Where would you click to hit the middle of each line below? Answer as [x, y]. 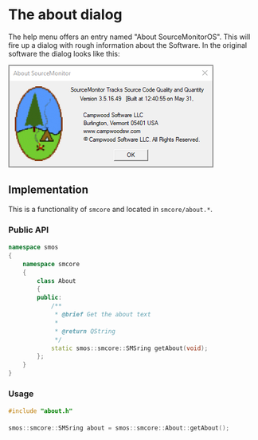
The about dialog [65, 15]
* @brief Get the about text [103, 315]
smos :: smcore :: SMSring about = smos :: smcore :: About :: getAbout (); [119, 428]
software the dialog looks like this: [64, 53]
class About [57, 281]
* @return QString [85, 331]
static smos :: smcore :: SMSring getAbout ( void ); [129, 348]
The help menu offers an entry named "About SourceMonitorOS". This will [129, 37]
